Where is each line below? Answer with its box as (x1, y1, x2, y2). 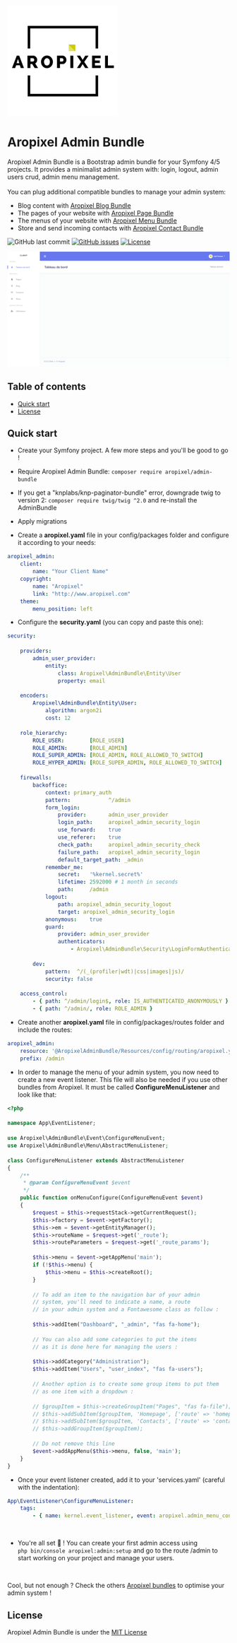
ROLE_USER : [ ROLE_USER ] (32, 737, 125, 744)
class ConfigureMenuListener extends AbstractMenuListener (7, 1157, 185, 1164)
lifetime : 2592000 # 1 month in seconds (57, 878, 178, 885)
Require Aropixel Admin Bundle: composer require (17, 467, 162, 476)
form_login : (44, 804, 80, 811)
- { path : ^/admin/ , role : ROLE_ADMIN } (32, 1006, 153, 1013)
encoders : (20, 692, 49, 700)
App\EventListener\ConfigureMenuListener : (7, 1497, 134, 1504)
